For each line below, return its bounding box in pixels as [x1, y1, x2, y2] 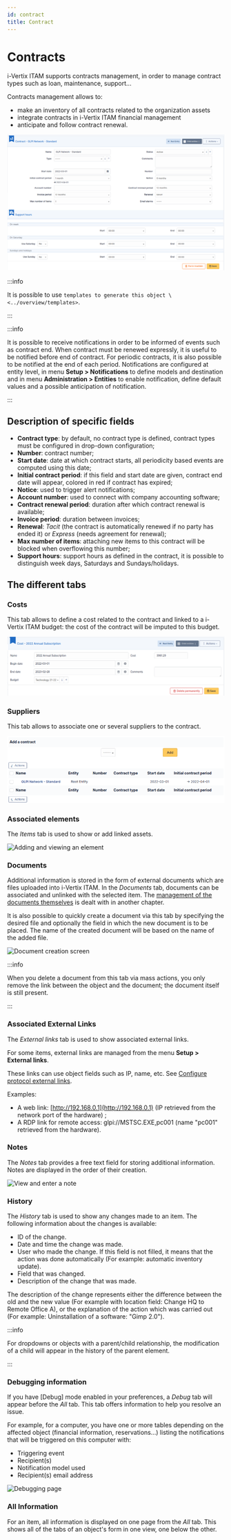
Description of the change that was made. [17, 1277, 137, 1285]
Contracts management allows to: [7, 93, 103, 101]
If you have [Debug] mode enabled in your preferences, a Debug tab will [7, 1393, 212, 1401]
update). [17, 1263, 41, 1271]
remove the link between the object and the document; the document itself [7, 981, 219, 989]
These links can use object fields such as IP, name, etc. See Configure [7, 1069, 208, 1077]
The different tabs [7, 579, 86, 591]
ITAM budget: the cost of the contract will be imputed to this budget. [25, 623, 220, 631]
